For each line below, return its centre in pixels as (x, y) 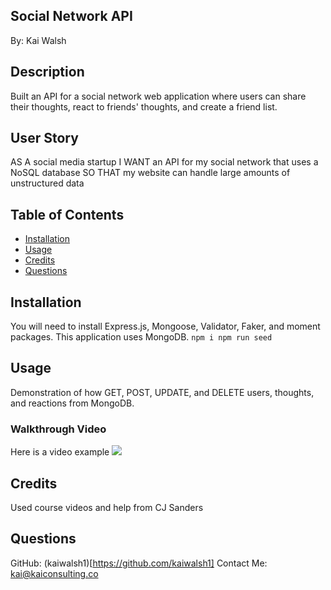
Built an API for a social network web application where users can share (158, 96)
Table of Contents (67, 214)
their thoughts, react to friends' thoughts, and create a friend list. (144, 106)
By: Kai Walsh (38, 40)
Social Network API (71, 16)
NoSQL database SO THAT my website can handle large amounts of (150, 173)
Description (47, 72)
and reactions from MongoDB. (72, 403)
